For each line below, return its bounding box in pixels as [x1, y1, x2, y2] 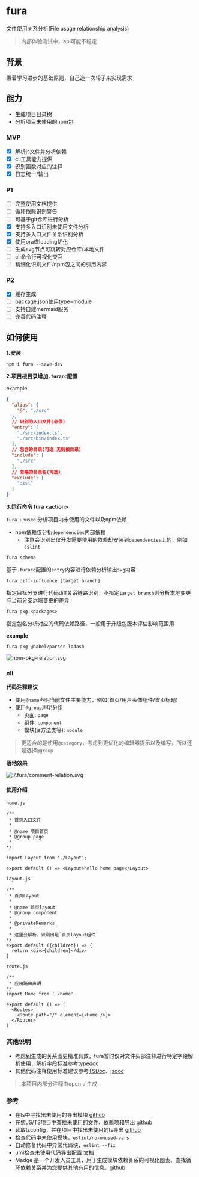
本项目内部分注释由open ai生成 [20, 1080, 98, 1087]
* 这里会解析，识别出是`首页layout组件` [8, 932, 99, 938]
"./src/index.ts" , [17, 430, 63, 436]
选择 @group [26, 747, 53, 754]
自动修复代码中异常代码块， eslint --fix [14, 1142, 116, 1149]
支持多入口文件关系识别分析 [14, 230, 84, 238]
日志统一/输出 [14, 170, 49, 178]
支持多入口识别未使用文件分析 [14, 223, 89, 230]
